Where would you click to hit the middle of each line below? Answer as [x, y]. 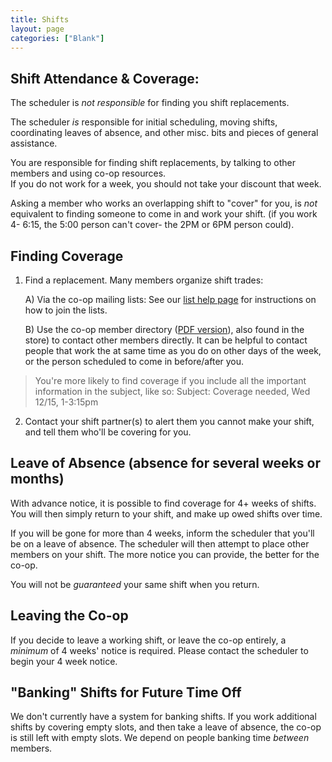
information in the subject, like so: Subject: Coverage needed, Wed [172, 391]
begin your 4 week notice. [64, 661]
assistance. [34, 143]
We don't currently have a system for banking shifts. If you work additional [163, 717]
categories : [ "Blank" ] [57, 38]
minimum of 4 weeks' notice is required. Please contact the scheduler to [159, 650]
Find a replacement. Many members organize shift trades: [144, 280]
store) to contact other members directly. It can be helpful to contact [166, 340]
